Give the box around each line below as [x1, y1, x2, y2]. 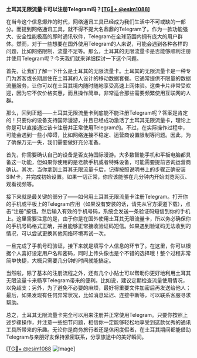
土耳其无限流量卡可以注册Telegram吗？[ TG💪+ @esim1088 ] [6, 6, 151, 12]
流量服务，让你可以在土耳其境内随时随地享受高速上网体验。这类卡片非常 [6, 82, 181, 89]
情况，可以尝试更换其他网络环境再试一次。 [6, 230, 109, 237]
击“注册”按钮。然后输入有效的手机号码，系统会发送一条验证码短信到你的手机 [6, 208, 191, 215]
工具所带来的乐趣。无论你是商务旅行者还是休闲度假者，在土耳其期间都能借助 [6, 326, 191, 333]
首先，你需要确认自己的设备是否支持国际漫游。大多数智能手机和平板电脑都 [6, 151, 186, 158]
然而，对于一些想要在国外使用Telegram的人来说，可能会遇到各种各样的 [16, 41, 188, 47]
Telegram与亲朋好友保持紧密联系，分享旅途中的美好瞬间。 [6, 333, 147, 340]
